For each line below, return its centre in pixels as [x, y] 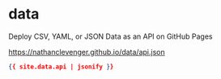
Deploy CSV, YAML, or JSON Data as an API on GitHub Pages [110, 36]
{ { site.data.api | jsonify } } [61, 67]
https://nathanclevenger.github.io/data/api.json [87, 52]
